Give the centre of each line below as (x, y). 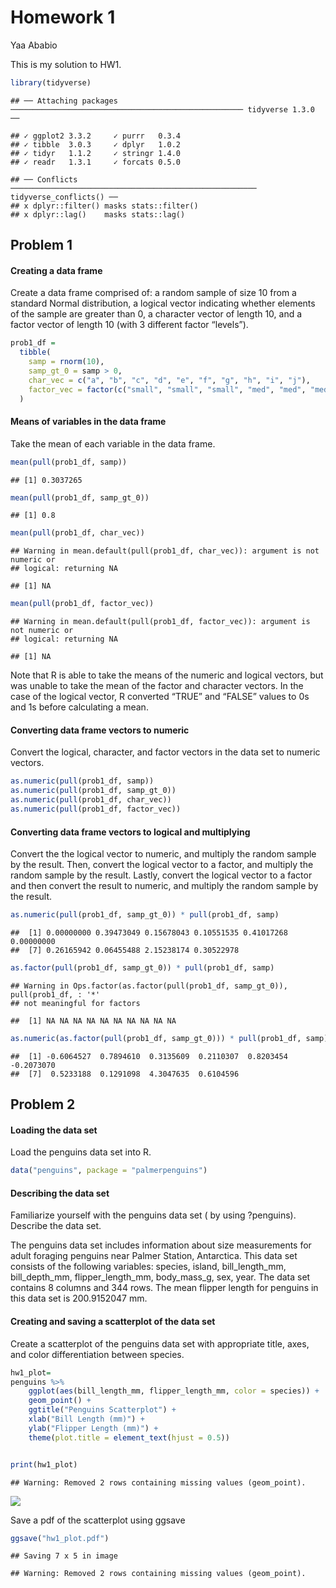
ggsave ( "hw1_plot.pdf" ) (60, 1538)
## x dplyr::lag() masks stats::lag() (98, 214)
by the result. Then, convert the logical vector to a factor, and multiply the (162, 865)
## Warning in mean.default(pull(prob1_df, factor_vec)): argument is (160, 622)
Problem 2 (43, 1104)
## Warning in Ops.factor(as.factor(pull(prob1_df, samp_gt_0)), (149, 986)
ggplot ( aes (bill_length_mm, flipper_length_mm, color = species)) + (174, 1391)
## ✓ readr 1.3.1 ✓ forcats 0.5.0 (96, 162)
